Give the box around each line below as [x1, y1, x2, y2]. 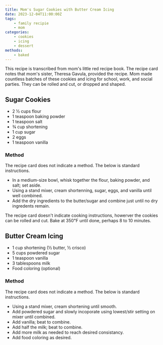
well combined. [12, 193, 43, 199]
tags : [5, 16, 16, 21]
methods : [5, 48, 23, 53]
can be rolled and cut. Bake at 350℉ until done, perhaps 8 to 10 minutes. [5, 218, 152, 224]
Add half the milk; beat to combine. [12, 324, 83, 330]
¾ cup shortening [12, 124, 48, 130]
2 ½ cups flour [12, 108, 41, 115]
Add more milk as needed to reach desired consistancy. [12, 329, 124, 335]
